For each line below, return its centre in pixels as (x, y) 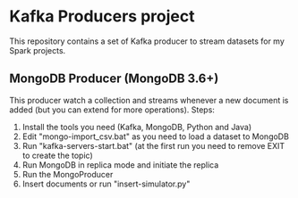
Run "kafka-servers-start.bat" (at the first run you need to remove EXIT (153, 145)
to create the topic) (58, 155)
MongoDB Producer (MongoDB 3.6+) (114, 79)
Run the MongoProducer (68, 174)
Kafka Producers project (102, 16)
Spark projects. (38, 50)
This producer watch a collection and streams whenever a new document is (149, 100)
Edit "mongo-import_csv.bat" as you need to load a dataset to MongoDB (155, 136)
